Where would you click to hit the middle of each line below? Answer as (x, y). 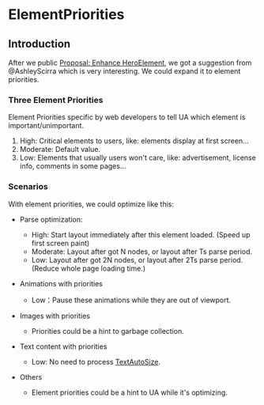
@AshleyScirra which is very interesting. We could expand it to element (124, 71)
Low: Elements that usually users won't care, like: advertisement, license (138, 158)
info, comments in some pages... (73, 166)
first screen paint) (60, 243)
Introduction (40, 44)
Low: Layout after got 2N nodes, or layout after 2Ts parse (125, 259)
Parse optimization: (51, 219)
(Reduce (45, 268)
